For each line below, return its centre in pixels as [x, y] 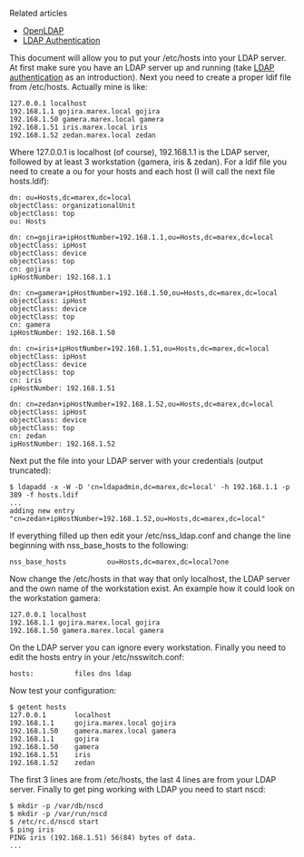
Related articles [39, 13]
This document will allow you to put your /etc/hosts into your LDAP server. [148, 58]
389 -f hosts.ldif [44, 495]
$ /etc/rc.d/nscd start [54, 822]
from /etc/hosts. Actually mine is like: [78, 87]
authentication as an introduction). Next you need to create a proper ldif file [151, 77]
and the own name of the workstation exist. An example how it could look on [152, 588]
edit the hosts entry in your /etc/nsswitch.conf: [97, 657]
